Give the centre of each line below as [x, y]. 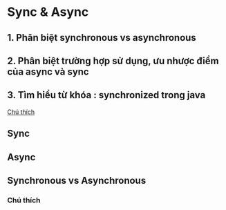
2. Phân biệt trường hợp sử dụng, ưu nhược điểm [113, 60]
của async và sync [48, 71]
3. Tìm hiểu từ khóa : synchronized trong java [106, 95]
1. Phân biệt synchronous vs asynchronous [102, 38]
